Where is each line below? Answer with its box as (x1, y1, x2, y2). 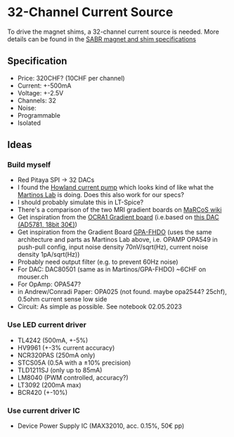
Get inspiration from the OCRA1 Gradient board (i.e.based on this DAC (17, 213, 219, 222)
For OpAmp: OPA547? (17, 280, 82, 288)
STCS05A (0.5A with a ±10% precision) (17, 358, 131, 367)
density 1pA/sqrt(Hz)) (17, 250, 80, 259)
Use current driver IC (7, 405, 81, 415)
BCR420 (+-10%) (17, 388, 68, 396)
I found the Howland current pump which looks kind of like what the (17, 183, 214, 191)
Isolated (17, 119, 41, 127)
